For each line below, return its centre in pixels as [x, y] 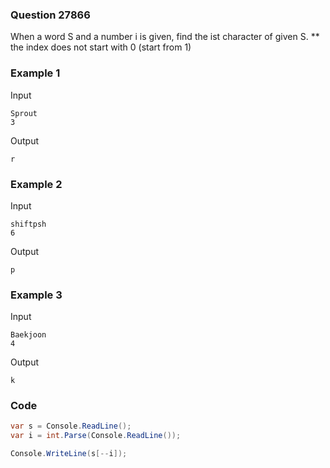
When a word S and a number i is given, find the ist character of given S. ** [165, 37]
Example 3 [36, 295]
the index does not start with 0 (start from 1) [101, 47]
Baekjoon [28, 335]
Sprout [24, 113]
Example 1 [35, 73]
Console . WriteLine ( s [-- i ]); [69, 454]
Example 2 [36, 184]
